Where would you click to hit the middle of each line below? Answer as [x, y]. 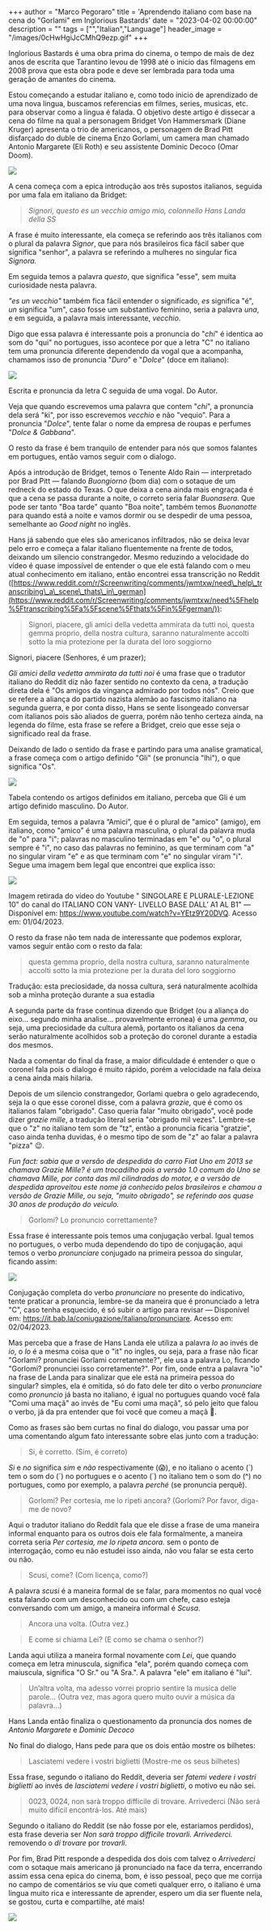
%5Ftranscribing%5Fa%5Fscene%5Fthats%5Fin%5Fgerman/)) [114, 609]
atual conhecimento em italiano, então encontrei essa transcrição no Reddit [134, 574]
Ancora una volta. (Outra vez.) [78, 1624]
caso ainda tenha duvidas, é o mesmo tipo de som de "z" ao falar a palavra [133, 1137]
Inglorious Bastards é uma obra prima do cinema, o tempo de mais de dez [131, 53]
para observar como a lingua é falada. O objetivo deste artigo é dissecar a [132, 112]
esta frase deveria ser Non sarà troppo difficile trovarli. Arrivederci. [121, 1834]
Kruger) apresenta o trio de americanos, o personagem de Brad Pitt [121, 129]
